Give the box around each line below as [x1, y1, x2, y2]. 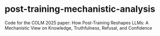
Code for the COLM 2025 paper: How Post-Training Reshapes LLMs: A [4, 20, 149, 26]
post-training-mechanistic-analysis [4, 3, 156, 15]
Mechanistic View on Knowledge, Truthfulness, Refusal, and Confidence [4, 25, 152, 31]
